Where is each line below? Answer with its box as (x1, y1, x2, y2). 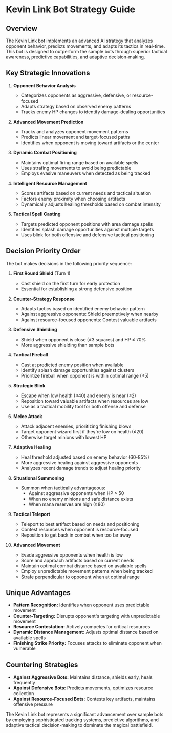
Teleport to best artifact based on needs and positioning (20, 521, 140, 527)
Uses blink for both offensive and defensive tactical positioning (20, 232, 154, 238)
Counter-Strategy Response (13, 295, 75, 302)
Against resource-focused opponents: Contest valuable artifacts (20, 316, 157, 323)
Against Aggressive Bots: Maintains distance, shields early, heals (13, 674, 153, 680)
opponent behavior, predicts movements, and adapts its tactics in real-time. (6, 43, 165, 49)
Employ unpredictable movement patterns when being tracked (20, 568, 153, 574)
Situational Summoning (13, 474, 64, 481)
